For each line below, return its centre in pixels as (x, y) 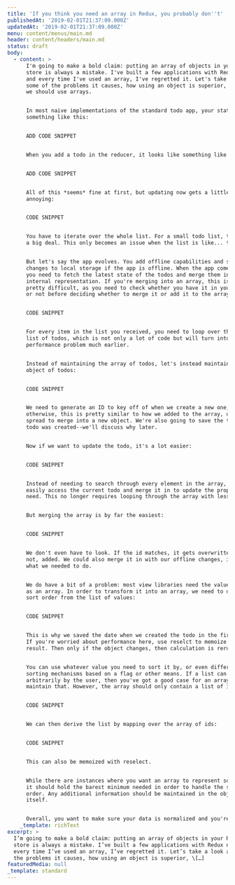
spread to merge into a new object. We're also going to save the (124, 421)
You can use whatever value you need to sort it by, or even (117, 667)
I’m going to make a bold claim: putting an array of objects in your (119, 838)
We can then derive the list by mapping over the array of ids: (121, 725)
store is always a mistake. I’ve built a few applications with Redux (119, 845)
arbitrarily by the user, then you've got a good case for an (118, 680)
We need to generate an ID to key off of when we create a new (120, 408)
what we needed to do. (59, 566)
